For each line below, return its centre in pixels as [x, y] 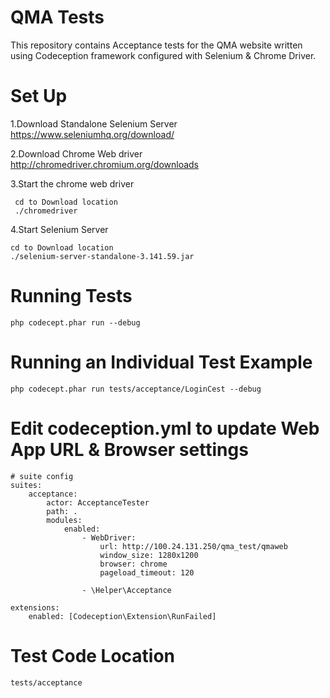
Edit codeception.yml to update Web [165, 428]
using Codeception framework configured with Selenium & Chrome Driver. [163, 55]
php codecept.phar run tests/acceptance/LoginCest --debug [136, 389]
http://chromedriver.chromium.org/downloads [105, 164]
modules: [64, 520]
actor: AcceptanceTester [98, 502]
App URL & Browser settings [129, 449]
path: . [62, 511]
